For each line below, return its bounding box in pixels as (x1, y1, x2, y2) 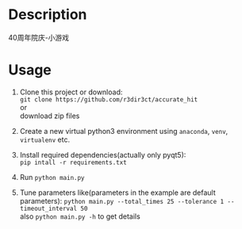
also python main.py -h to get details (19, 212, 140, 221)
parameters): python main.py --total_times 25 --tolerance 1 (19, 196, 225, 205)
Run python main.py (19, 172, 85, 181)
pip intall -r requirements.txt (19, 158, 127, 166)
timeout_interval (19, 204, 78, 212)
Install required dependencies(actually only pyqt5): (19, 150, 186, 159)
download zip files (19, 111, 80, 120)
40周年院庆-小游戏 (8, 32, 70, 42)
